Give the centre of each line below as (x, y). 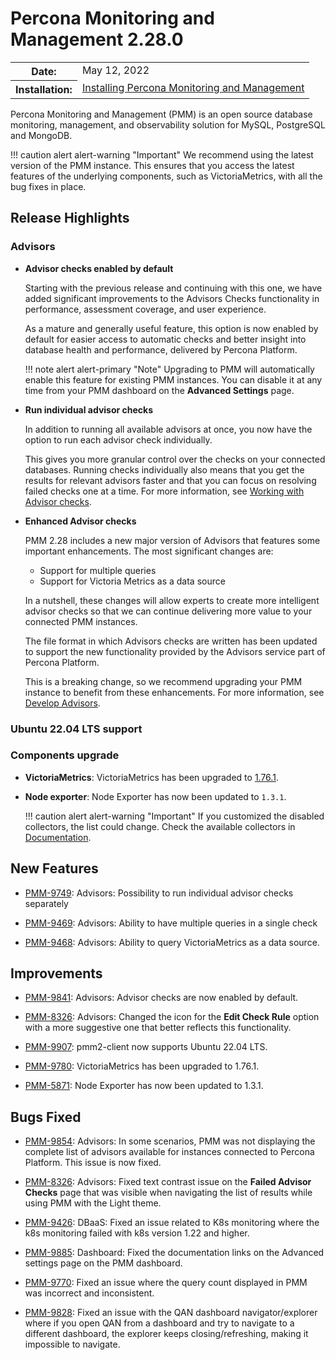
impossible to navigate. (72, 1344)
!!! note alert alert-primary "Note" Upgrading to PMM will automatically (169, 369)
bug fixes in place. (48, 186)
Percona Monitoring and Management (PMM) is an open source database (161, 114)
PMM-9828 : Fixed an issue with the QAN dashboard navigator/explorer (171, 1313)
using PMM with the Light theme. (93, 1203)
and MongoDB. (41, 135)
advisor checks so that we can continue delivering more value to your (168, 611)
